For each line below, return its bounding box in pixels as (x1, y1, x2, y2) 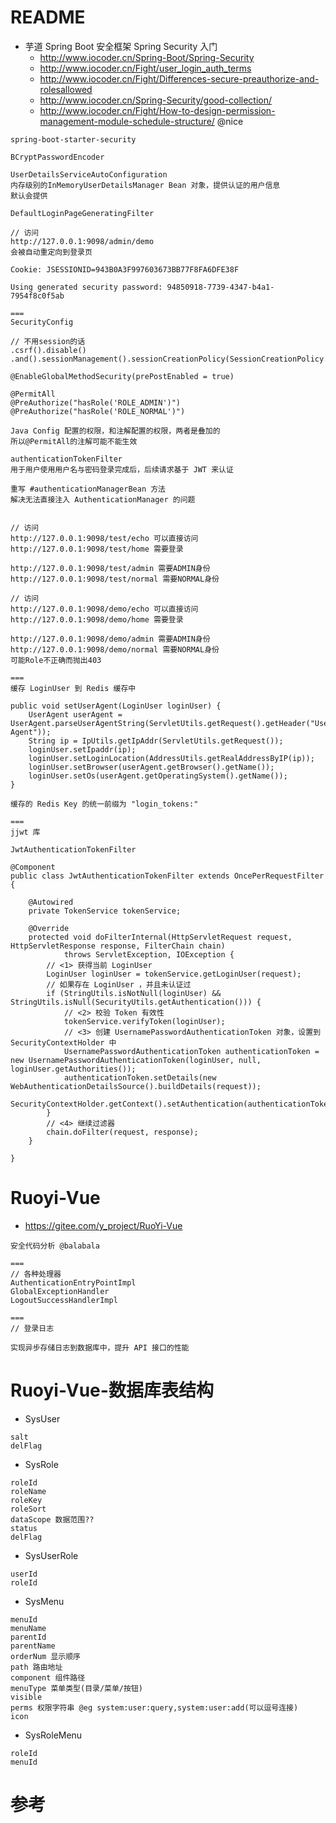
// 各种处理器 (10, 1269, 62, 1279)
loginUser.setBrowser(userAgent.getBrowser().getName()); (28, 762, 275, 772)
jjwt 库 (10, 827, 41, 837)
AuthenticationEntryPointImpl (10, 1277, 137, 1288)
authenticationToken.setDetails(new (63, 1072, 217, 1083)
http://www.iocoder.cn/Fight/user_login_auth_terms (39, 62, 252, 74)
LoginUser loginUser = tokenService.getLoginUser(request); (46, 969, 302, 979)
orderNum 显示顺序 (10, 1651, 81, 1661)
